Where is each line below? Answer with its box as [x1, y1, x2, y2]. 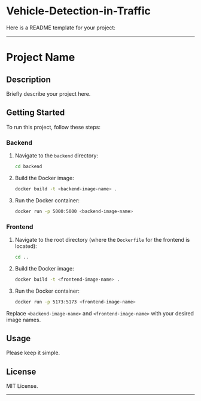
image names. [6, 316, 41, 323]
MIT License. [6, 382, 38, 390]
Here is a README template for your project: [6, 24, 115, 31]
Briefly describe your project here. [6, 90, 91, 97]
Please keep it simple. [6, 349, 60, 357]
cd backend [14, 163, 42, 170]
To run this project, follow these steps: [6, 123, 100, 130]
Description [6, 74, 51, 84]
